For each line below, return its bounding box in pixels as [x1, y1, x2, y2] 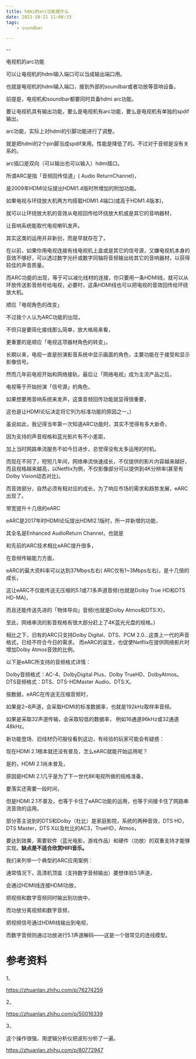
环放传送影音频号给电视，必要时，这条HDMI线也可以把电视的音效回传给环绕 [6, 282, 188, 289]
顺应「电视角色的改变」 [6, 301, 62, 308]
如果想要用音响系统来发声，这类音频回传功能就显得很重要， [6, 396, 149, 403]
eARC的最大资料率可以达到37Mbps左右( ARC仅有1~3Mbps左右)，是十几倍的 [6, 567, 190, 574]
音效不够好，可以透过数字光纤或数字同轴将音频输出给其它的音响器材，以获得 [6, 254, 190, 261]
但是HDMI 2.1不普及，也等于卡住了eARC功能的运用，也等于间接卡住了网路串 [6, 798, 189, 805]
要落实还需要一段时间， [6, 785, 62, 792]
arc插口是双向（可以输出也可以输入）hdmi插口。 [6, 160, 123, 167]
